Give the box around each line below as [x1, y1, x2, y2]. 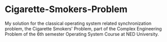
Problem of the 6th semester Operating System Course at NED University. [5, 31, 159, 37]
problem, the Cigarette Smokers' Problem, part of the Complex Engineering [5, 25, 162, 31]
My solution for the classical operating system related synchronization [5, 20, 152, 26]
